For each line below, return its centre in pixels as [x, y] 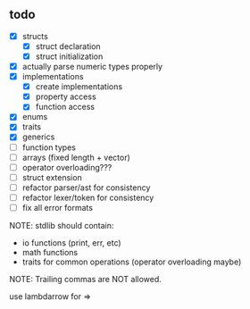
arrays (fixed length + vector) [76, 157]
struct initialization [69, 56]
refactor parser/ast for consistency [86, 188]
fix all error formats [58, 207]
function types [49, 147]
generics [38, 137]
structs [35, 36]
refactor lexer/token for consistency [88, 197]
